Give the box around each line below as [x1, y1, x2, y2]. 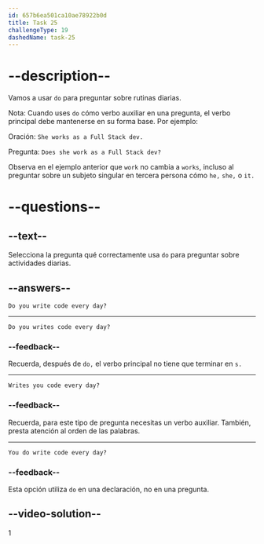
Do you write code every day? [8, 302, 108, 310]
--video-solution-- [8, 507, 101, 520]
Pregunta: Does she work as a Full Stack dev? [8, 147, 162, 157]
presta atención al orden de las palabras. [8, 425, 141, 436]
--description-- [8, 68, 112, 85]
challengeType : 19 [8, 26, 68, 34]
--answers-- [8, 281, 71, 294]
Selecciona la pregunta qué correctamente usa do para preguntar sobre [8, 250, 240, 260]
